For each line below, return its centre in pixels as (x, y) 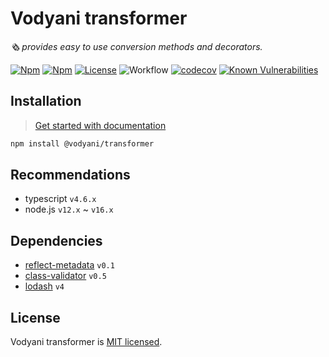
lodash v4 (44, 286)
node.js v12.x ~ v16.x (69, 209)
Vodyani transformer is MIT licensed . (86, 342)
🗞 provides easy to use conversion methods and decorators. (136, 46)
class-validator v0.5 (65, 276)
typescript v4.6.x (60, 199)
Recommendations (70, 175)
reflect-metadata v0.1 (69, 265)
